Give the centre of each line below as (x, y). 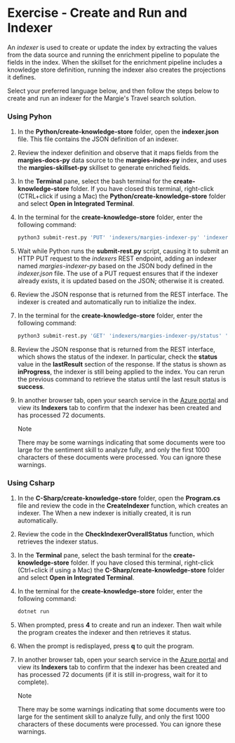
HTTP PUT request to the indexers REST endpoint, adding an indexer (117, 258)
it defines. (22, 77)
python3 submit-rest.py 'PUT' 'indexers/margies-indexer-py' (109, 238)
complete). (33, 682)
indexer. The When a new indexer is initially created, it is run (104, 513)
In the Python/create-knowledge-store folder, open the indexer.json (118, 132)
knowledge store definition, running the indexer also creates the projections (116, 70)
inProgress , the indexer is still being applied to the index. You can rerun (121, 371)
